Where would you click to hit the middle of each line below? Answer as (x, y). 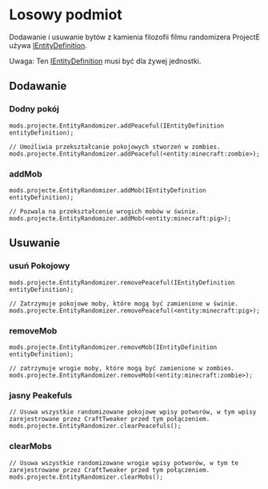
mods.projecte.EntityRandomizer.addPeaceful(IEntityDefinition (117, 126)
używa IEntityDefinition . (48, 45)
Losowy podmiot (66, 15)
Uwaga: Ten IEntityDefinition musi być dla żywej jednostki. (105, 61)
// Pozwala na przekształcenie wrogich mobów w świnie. (104, 211)
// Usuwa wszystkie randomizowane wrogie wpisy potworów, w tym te (124, 463)
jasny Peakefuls (41, 395)
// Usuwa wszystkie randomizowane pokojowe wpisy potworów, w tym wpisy (133, 412)
